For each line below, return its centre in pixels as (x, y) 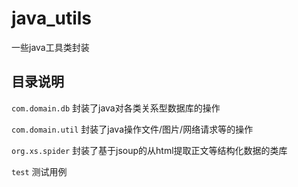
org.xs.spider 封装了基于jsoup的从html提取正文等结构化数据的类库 (149, 150)
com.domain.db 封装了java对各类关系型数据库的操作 (116, 108)
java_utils (52, 18)
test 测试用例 (39, 171)
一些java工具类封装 (50, 47)
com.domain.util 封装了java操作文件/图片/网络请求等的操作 (132, 129)
